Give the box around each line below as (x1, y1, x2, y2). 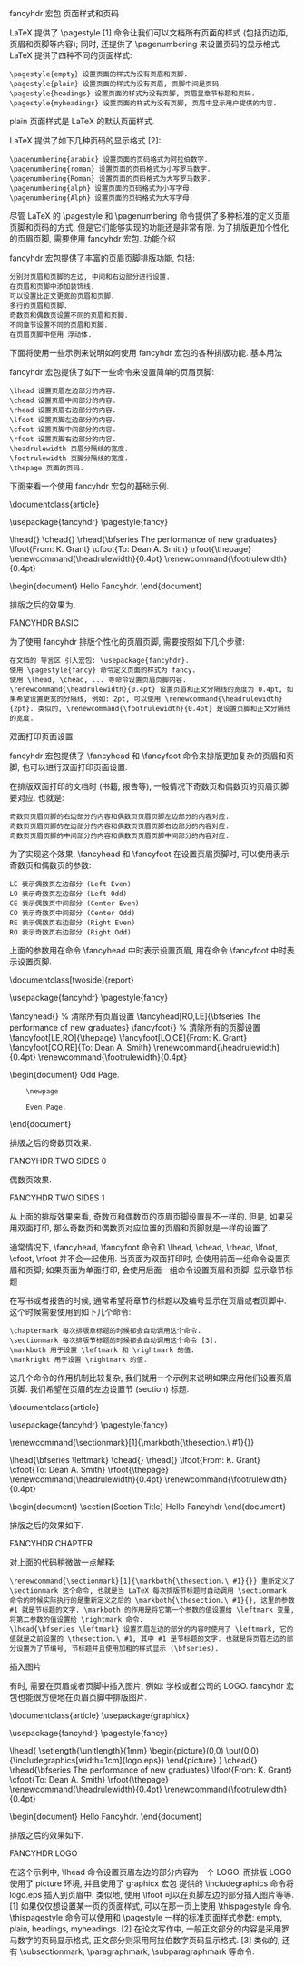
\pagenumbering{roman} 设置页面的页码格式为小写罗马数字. (9, 164, 211, 173)
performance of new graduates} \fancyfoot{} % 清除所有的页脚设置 (9, 1023, 261, 1032)
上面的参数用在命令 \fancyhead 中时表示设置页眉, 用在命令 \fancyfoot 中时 (9, 945, 288, 955)
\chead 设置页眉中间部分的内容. (9, 396, 117, 405)
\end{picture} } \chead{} (166, 1755, 258, 1765)
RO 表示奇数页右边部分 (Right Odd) (9, 928, 132, 937)
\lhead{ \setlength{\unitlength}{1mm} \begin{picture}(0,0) (9, 1745, 224, 1755)
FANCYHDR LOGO (9, 1848, 78, 1859)
